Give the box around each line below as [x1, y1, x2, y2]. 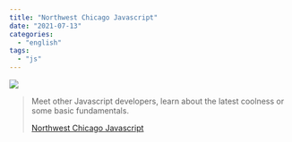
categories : [9, 29, 54, 38]
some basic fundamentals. [30, 105, 130, 116]
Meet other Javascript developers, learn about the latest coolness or [30, 96, 285, 106]
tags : [9, 46, 30, 55]
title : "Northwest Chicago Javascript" [9, 13, 159, 22]
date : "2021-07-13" [9, 21, 82, 30]
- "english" [17, 38, 63, 47]
